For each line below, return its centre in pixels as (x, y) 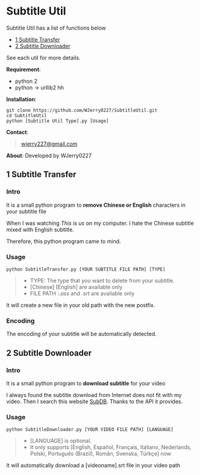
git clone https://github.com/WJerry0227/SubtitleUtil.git (82, 110)
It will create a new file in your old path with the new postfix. (81, 305)
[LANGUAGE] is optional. (61, 441)
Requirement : (23, 69)
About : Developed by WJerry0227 (49, 155)
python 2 (26, 81)
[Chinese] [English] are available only (76, 287)
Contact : (17, 132)
